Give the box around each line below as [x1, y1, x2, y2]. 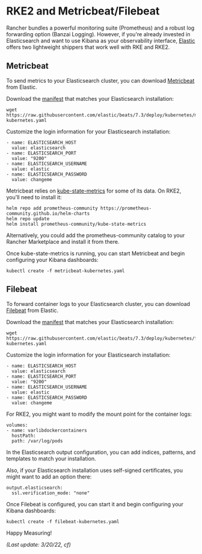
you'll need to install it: [6, 193, 62, 200]
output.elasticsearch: [6, 485, 63, 491]
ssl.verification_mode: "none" [11, 490, 90, 496]
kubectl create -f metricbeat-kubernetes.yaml [6, 267, 125, 274]
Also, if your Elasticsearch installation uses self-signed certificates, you [6, 466, 183, 474]
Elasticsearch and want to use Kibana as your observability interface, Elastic [6, 37, 195, 44]
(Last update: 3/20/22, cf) [6, 541, 71, 548]
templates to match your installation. [6, 454, 96, 462]
